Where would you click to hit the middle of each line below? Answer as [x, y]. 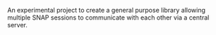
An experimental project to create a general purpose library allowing [107, 10]
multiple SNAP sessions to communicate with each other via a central [108, 17]
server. [18, 25]
